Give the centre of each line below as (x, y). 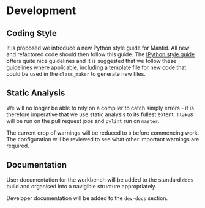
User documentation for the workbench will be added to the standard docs (100, 180)
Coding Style (32, 33)
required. (18, 146)
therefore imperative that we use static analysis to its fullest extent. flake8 (100, 114)
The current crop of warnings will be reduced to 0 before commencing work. (103, 133)
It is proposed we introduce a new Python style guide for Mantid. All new (98, 48)
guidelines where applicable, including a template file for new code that (96, 67)
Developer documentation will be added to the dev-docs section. (87, 198)
